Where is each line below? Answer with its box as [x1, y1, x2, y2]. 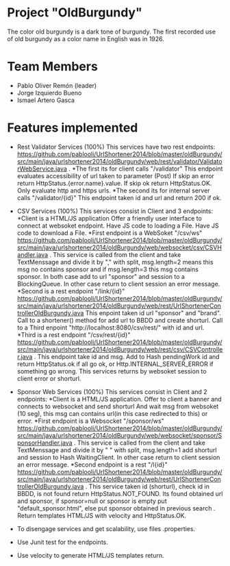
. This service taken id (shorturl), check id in [85, 482, 210, 491]
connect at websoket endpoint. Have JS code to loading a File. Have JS [16, 221, 219, 230]
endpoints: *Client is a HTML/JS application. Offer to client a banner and [16, 395, 222, 403]
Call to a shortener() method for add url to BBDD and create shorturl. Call [16, 316, 223, 324]
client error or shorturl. [16, 374, 81, 382]
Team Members [7, 59, 98, 75]
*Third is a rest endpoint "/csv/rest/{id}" [16, 330, 131, 339]
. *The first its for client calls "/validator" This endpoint [68, 164, 223, 173]
